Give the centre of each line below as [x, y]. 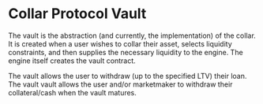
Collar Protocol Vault [77, 14]
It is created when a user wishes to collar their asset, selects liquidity [120, 43]
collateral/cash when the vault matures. [72, 92]
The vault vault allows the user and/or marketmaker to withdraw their [120, 84]
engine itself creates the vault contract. [72, 61]
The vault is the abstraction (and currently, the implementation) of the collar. [132, 35]
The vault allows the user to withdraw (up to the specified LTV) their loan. [128, 76]
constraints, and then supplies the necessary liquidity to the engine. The [126, 52]
